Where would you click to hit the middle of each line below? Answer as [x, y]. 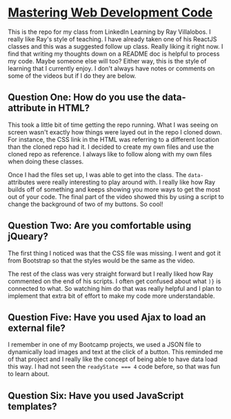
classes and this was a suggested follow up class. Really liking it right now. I [115, 46]
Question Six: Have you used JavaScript [96, 395]
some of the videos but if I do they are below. [72, 75]
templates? [32, 406]
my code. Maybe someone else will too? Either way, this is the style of [107, 61]
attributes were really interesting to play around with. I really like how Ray [112, 182]
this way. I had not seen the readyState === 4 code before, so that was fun [114, 367]
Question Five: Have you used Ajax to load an [107, 317]
